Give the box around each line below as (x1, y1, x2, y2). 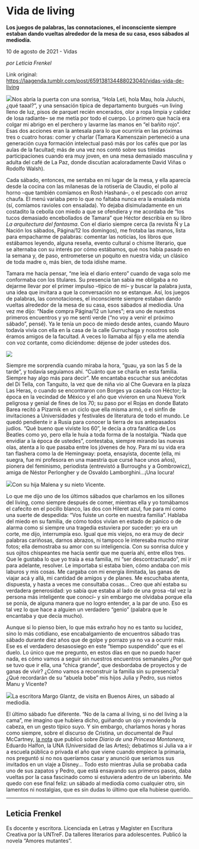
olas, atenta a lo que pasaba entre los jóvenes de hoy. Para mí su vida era (6, 443, 185, 451)
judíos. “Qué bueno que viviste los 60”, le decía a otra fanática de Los (6, 425, 176, 432)
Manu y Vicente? (6, 680, 47, 687)
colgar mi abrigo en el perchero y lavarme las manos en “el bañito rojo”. (6, 120, 181, 128)
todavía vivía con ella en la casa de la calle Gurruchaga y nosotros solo (6, 326, 179, 333)
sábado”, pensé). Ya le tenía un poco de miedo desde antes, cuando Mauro (6, 320, 190, 327)
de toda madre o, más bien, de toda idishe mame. (6, 258, 127, 265)
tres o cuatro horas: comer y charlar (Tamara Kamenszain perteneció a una (6, 133, 190, 141)
